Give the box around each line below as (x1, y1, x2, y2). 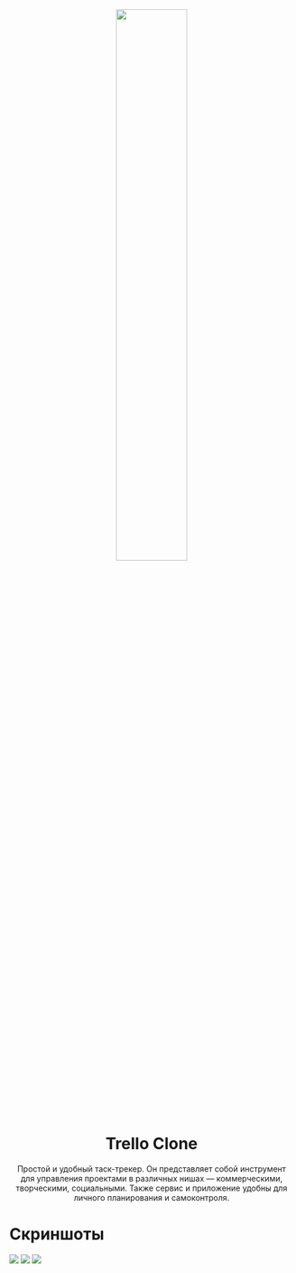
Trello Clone (105, 1134, 199, 1154)
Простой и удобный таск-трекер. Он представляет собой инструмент (16, 1163, 287, 1174)
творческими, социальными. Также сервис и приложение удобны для (15, 1183, 288, 1193)
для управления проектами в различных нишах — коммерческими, (21, 1173, 282, 1183)
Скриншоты (9, 1224, 105, 1245)
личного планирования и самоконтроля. (73, 1192, 230, 1202)
